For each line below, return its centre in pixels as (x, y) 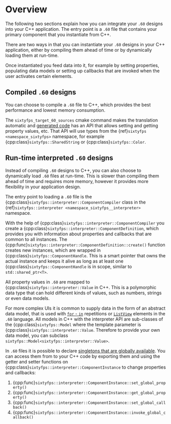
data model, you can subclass (37, 335)
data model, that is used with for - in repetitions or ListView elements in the (86, 313)
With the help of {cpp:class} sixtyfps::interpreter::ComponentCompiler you (85, 223)
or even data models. (28, 298)
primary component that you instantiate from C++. (58, 34)
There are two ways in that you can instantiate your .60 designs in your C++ (85, 44)
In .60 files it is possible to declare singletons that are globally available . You (86, 351)
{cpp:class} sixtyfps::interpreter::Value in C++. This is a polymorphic (81, 287)
